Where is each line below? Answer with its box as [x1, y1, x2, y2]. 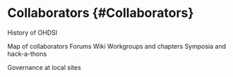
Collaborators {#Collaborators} [7, 5, 194, 21]
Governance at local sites [7, 63, 81, 71]
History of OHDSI [7, 28, 58, 37]
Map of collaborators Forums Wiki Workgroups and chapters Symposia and [7, 42, 226, 50]
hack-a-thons [7, 49, 47, 58]
